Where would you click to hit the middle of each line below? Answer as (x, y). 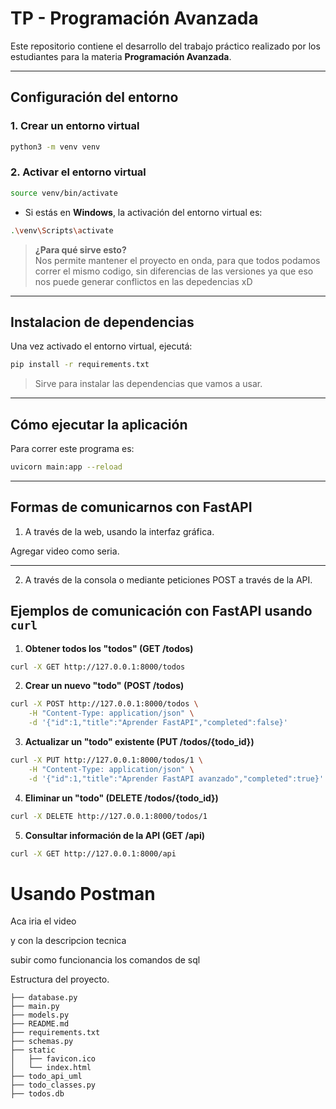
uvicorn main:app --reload (66, 467)
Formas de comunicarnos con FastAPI (131, 507)
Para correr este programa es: (72, 449)
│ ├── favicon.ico (53, 1059)
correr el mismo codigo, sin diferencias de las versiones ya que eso (174, 271)
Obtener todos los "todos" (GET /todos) (109, 648)
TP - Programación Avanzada (134, 18)
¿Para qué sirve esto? (80, 249)
